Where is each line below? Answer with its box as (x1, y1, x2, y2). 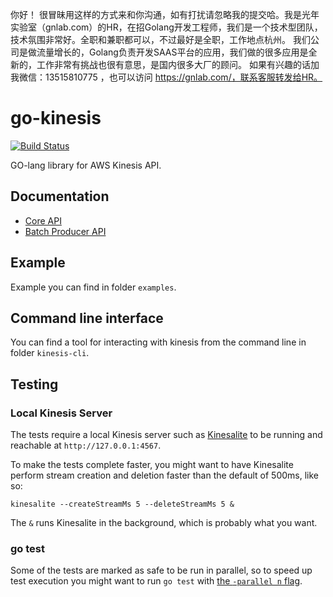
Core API (24, 214, 62, 227)
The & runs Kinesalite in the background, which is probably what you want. (10, 517, 318, 529)
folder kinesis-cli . (10, 347, 90, 359)
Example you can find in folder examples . (10, 281, 177, 293)
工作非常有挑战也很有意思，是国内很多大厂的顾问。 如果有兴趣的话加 (36, 59, 320, 70)
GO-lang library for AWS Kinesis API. (10, 159, 162, 171)
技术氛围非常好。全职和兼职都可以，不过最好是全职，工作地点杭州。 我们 (10, 34, 311, 45)
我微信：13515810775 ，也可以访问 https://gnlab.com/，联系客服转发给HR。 (10, 71, 323, 83)
